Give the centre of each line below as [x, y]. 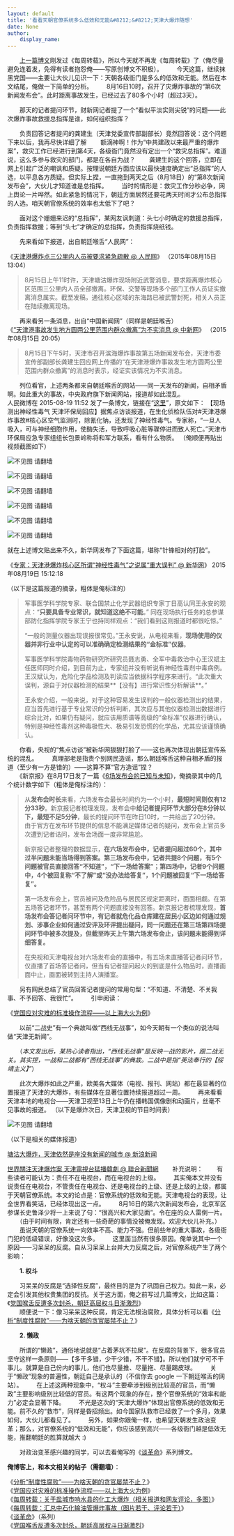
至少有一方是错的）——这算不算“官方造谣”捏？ [86, 767]
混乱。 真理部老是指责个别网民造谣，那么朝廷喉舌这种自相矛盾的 [118, 759]
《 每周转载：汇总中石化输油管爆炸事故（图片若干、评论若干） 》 [97, 1508]
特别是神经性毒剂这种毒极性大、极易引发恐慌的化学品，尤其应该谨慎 [122, 727]
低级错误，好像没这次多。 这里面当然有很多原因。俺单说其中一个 [124, 1239]
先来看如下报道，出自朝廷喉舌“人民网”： [77, 242]
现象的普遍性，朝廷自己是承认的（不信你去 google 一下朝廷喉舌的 [125, 1376]
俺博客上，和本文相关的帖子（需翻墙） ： [64, 1467]
